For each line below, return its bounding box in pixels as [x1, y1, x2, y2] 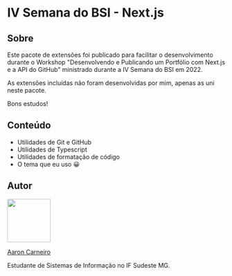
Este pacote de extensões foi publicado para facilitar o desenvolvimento [7, 50, 213, 59]
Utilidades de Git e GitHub [17, 138, 92, 146]
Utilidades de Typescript [17, 145, 88, 154]
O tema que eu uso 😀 [17, 160, 80, 168]
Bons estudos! [7, 100, 48, 108]
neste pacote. [7, 86, 46, 94]
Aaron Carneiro [7, 248, 51, 256]
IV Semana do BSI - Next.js [7, 5, 165, 21]
